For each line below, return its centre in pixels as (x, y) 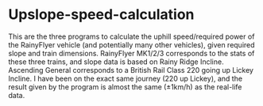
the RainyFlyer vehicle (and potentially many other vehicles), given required (132, 44)
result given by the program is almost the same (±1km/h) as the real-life (125, 87)
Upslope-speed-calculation (101, 15)
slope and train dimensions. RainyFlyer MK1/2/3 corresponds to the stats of (131, 53)
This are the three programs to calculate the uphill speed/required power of (131, 36)
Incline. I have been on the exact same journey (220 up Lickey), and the (126, 78)
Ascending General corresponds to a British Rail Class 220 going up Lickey (131, 70)
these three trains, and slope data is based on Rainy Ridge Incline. (116, 62)
